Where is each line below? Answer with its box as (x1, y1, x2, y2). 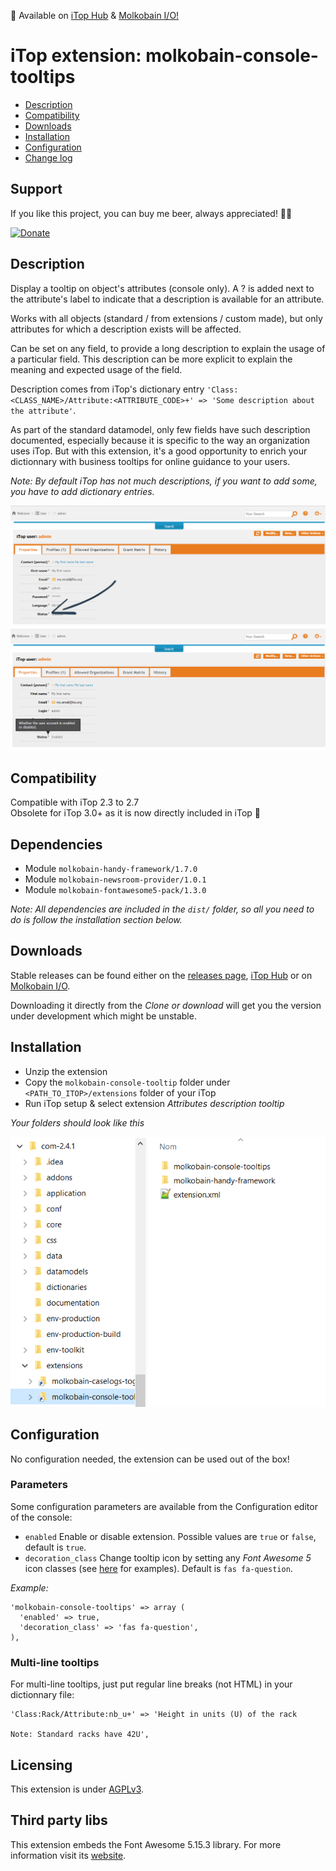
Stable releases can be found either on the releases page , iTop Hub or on (10, 969, 313, 981)
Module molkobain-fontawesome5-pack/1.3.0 (24, 884, 207, 895)
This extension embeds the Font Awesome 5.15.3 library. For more (10, 1838, 282, 1850)
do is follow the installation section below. (10, 914, 183, 925)
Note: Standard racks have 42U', (10, 1730, 150, 1740)
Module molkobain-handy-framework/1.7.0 (24, 863, 198, 874)
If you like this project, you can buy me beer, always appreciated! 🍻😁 (10, 207, 293, 219)
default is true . (24, 1541, 87, 1553)
